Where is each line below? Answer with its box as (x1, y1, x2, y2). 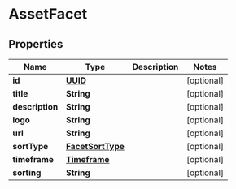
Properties (8, 37, 63, 51)
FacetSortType (65, 141, 125, 152)
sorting (12, 167, 42, 178)
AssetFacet (8, 5, 88, 24)
